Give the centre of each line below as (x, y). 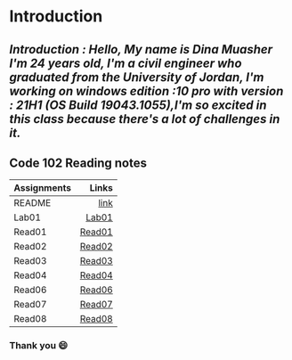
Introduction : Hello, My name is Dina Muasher (141, 49)
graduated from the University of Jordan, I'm (137, 77)
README (32, 203)
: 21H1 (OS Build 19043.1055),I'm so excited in (138, 105)
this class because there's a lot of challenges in (145, 119)
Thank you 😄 (39, 346)
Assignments (42, 188)
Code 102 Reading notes (78, 163)
